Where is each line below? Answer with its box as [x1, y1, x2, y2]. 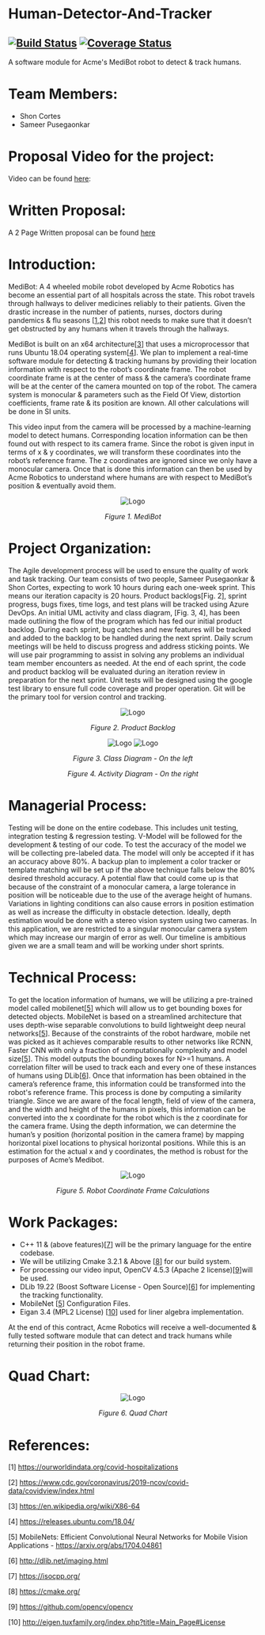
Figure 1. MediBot [104, 511, 162, 521]
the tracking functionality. [19, 1290, 104, 1300]
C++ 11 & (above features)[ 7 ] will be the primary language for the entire [19, 1239, 252, 1249]
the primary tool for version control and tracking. [8, 691, 167, 702]
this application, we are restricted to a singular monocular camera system [8, 924, 248, 933]
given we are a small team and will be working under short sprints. [8, 940, 225, 950]
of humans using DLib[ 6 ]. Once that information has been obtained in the [8, 1070, 247, 1080]
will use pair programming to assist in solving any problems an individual [8, 649, 245, 659]
